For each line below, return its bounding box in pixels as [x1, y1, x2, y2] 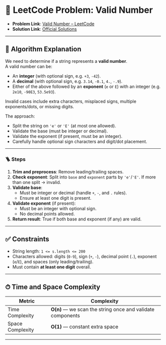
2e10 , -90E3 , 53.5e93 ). [12, 88, 56, 94]
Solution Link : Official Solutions [12, 26, 77, 32]
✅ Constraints [5, 235, 49, 244]
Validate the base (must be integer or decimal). [12, 128, 108, 134]
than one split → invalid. [12, 179, 61, 185]
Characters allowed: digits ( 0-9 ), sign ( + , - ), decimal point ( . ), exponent [12, 253, 157, 259]
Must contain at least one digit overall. [12, 264, 91, 270]
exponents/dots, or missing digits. [5, 103, 74, 109]
